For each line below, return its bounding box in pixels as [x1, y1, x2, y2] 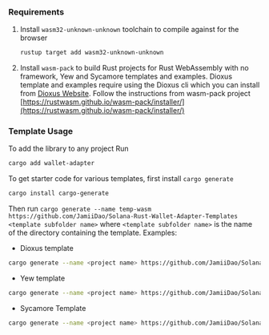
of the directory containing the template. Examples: [8, 228, 178, 238]
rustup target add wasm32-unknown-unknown [19, 49, 164, 57]
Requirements [8, 6, 65, 18]
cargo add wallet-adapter [8, 159, 94, 167]
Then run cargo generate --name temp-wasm [8, 204, 152, 214]
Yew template [19, 273, 66, 283]
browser [19, 33, 48, 42]
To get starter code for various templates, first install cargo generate [8, 174, 234, 184]
